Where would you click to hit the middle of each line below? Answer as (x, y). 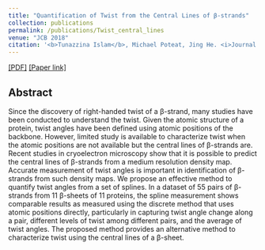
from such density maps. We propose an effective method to (133, 178)
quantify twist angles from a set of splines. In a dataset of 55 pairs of (120, 187)
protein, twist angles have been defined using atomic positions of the (121, 128)
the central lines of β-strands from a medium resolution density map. (120, 161)
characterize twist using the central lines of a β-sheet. (96, 237)
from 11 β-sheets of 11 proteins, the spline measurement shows (136, 195)
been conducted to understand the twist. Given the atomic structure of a (126, 119)
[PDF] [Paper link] (38, 67)
